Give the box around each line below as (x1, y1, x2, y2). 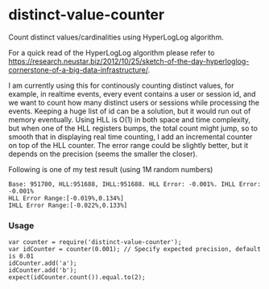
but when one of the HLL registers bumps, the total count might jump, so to (8, 123, 258, 133)
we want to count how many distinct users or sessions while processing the (8, 97, 260, 107)
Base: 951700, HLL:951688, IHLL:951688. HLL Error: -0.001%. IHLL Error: (8, 180, 262, 188)
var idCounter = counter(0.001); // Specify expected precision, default (8, 246, 262, 254)
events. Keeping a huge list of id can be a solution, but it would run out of (8, 106, 251, 116)
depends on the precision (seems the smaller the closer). (8, 149, 198, 159)
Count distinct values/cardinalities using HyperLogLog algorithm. (8, 32, 224, 42)
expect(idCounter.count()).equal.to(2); (8, 274, 147, 282)
